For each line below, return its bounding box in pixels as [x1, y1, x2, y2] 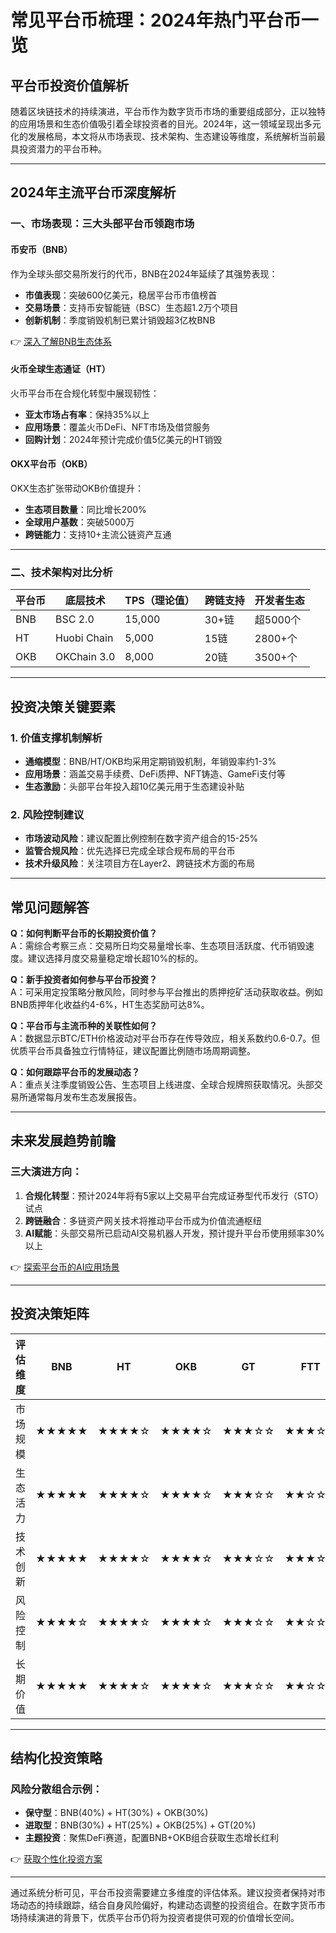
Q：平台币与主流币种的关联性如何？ [10, 1020, 158, 1032]
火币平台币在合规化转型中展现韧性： [10, 387, 160, 399]
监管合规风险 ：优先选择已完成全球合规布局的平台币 [24, 845, 236, 857]
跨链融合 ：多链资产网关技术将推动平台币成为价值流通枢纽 [24, 1214, 262, 1226]
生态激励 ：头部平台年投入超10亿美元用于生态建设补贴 [24, 780, 245, 792]
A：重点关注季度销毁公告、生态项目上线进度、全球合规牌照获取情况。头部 [10, 1079, 315, 1091]
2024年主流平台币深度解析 [10, 184, 177, 201]
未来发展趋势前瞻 [10, 1132, 116, 1150]
